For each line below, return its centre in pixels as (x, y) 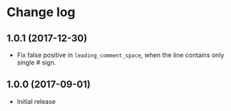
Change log (41, 12)
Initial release (36, 101)
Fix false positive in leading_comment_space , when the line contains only (120, 55)
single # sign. (36, 63)
